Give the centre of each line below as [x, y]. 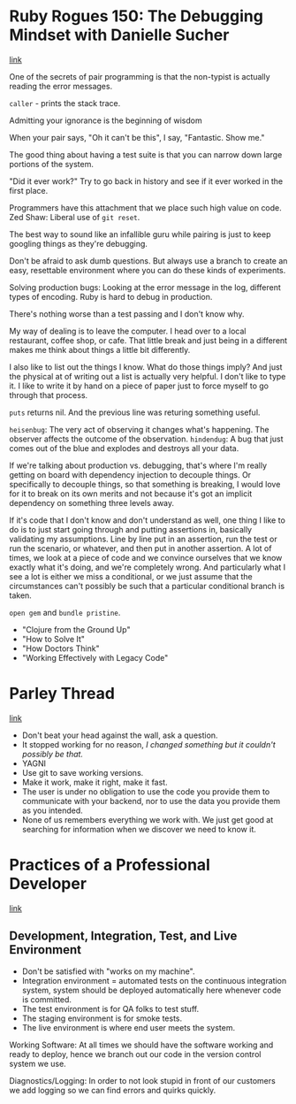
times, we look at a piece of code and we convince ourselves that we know [146, 557]
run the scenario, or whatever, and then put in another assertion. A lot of [140, 548]
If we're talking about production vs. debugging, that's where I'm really [138, 465]
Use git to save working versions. [83, 772]
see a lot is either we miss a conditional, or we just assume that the [131, 576]
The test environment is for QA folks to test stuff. [110, 1008]
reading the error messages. [61, 86]
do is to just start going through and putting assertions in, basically [131, 529]
